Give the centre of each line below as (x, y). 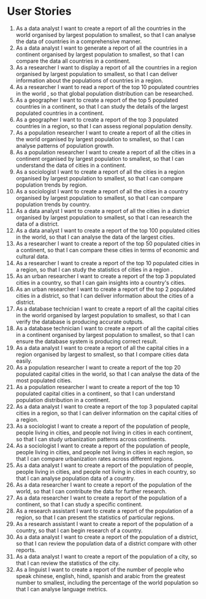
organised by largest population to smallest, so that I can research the (104, 217)
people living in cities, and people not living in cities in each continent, (104, 432)
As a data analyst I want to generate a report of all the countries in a (101, 48)
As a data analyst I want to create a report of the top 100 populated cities (108, 230)
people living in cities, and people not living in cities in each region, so (104, 452)
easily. (24, 361)
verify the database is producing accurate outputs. (80, 322)
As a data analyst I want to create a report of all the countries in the (101, 28)
